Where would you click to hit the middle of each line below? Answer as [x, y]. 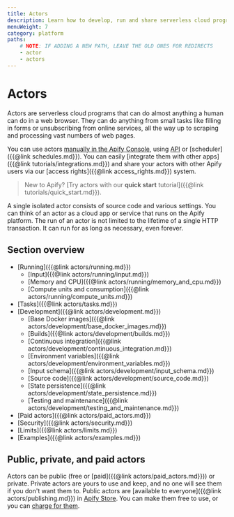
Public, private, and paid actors [76, 459]
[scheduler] [206, 149]
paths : [17, 40]
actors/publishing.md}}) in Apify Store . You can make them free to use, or [113, 498]
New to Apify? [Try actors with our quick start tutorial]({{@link [114, 184]
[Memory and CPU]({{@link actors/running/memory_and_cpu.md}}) [124, 282]
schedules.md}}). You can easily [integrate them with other [117, 156]
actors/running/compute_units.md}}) [80, 296]
